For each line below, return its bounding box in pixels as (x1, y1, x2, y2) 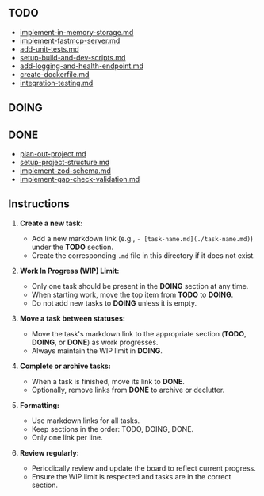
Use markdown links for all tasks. (31, 416, 140, 425)
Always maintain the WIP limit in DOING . (31, 345, 163, 356)
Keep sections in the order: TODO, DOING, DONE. (31, 424, 194, 433)
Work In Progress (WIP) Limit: (19, 266, 120, 275)
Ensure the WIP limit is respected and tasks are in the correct (31, 471, 231, 481)
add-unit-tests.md (19, 44, 79, 54)
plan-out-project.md (19, 149, 86, 159)
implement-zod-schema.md (19, 166, 111, 175)
